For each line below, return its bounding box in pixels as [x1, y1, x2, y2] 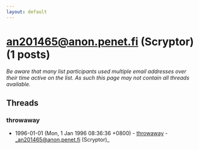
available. [6, 80, 31, 87]
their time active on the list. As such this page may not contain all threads [6, 74, 190, 81]
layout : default [6, 8, 47, 15]
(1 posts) [6, 48, 51, 61]
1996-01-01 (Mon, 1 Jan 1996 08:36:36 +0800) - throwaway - [14, 130, 168, 137]
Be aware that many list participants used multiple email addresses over [6, 68, 187, 75]
